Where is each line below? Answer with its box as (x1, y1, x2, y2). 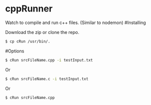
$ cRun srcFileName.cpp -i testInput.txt (5, 57, 93, 62)
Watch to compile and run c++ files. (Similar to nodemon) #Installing (5, 19, 146, 25)
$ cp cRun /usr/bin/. (5, 38, 51, 44)
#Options (5, 48, 25, 54)
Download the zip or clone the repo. (5, 29, 79, 35)
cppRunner (5, 3, 53, 14)
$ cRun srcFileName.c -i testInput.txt (5, 76, 89, 81)
